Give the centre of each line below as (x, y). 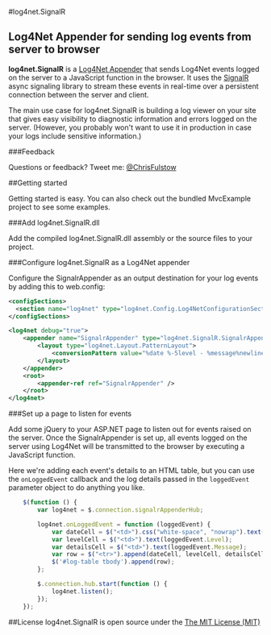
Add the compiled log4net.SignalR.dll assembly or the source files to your (131, 238)
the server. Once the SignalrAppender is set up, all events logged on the (128, 438)
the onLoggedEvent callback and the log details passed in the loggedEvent (129, 479)
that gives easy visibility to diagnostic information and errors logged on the (133, 118)
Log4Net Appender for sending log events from (130, 37)
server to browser (54, 50)
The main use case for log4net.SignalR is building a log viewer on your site (132, 110)
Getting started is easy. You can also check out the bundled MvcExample (130, 198)
